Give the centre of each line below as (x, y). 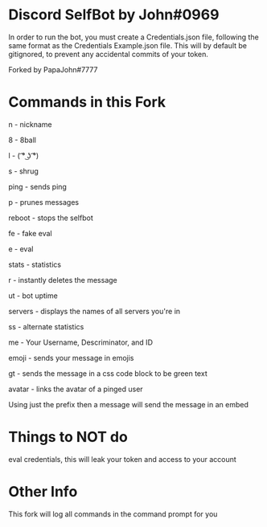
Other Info (43, 492)
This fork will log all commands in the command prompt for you (113, 514)
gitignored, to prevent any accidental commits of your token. (109, 54)
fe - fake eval (30, 233)
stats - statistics (35, 264)
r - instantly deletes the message (63, 280)
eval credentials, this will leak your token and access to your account (123, 459)
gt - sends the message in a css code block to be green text (108, 373)
